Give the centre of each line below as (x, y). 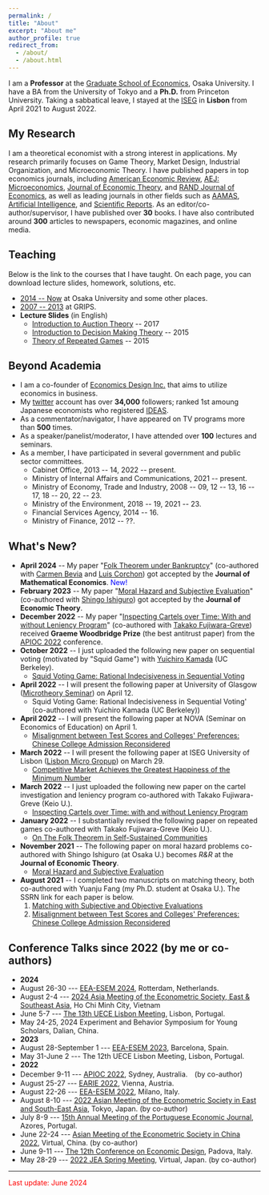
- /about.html (39, 61)
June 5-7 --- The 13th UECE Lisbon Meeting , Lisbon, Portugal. (122, 1013)
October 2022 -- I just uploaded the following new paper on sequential (137, 651)
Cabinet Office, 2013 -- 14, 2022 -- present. (104, 470)
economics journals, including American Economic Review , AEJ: (114, 178)
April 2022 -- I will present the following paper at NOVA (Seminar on (133, 719)
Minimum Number (62, 778)
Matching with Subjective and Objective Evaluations (117, 906)
